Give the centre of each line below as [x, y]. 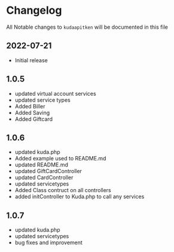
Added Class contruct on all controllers [63, 190]
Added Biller [30, 106]
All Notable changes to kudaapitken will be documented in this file [87, 27]
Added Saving [32, 113]
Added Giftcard [33, 119]
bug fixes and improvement [48, 242]
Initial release [31, 60]
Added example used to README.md [60, 159]
